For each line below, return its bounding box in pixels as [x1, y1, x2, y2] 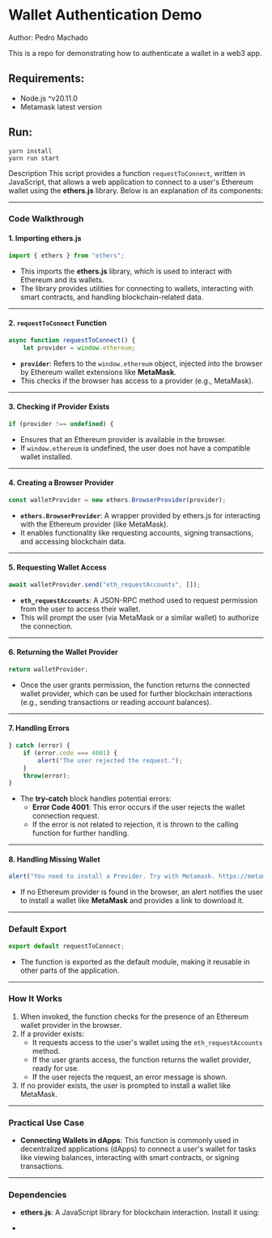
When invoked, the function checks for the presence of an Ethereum [19, 1012, 249, 1021]
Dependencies [8, 1189, 67, 1201]
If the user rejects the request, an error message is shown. [32, 1072, 228, 1081]
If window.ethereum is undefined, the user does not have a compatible [19, 443, 251, 453]
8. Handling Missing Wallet [8, 854, 101, 864]
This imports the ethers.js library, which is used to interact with [19, 266, 232, 276]
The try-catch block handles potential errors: [19, 793, 172, 804]
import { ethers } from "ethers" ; [8, 251, 125, 260]
